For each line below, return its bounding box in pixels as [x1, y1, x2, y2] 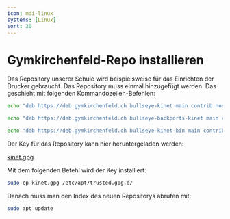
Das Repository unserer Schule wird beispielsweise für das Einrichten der [7, 75, 214, 83]
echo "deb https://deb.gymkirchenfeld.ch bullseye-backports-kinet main [7, 115, 219, 122]
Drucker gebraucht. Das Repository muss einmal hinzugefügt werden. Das [7, 82, 217, 90]
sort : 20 [7, 23, 32, 29]
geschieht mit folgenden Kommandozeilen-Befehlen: [7, 90, 155, 98]
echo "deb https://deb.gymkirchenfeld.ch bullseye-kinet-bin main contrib [7, 127, 225, 134]
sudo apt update [7, 205, 53, 212]
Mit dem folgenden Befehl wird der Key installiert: [7, 166, 146, 175]
